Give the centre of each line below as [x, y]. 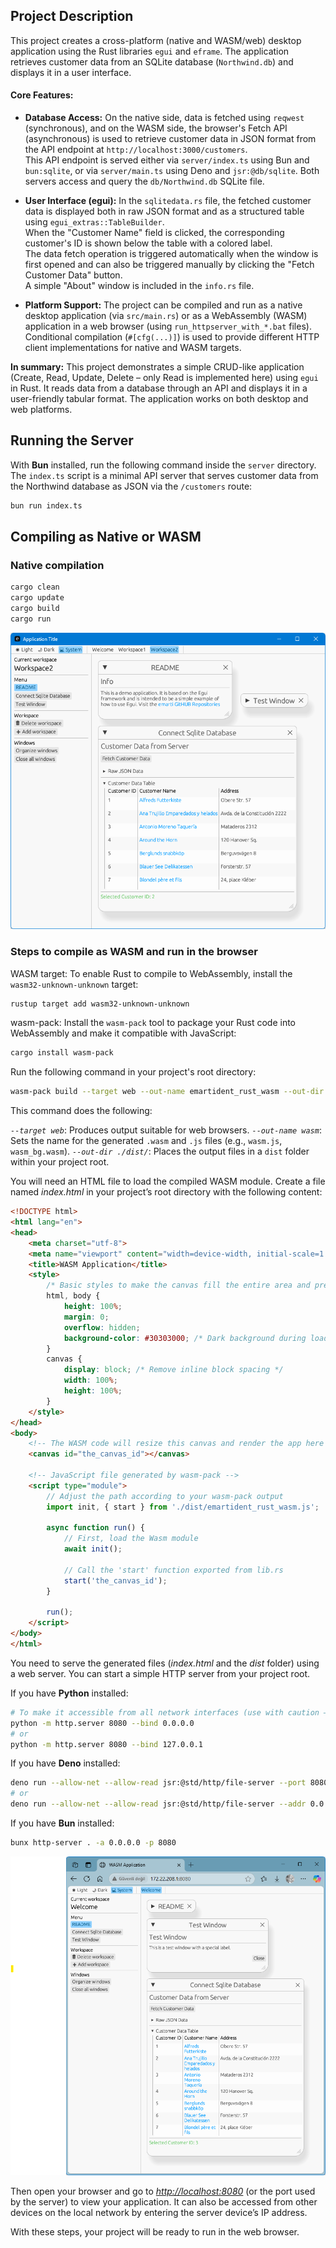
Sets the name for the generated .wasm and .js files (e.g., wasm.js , [146, 1141]
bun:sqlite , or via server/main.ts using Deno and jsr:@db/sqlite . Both [172, 171]
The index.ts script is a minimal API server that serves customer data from [164, 475]
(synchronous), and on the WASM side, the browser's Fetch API [156, 128]
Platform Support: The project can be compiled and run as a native [163, 305]
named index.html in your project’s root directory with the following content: [166, 1192]
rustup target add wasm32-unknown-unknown [100, 1004]
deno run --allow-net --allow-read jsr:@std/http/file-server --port [158, 1783]
